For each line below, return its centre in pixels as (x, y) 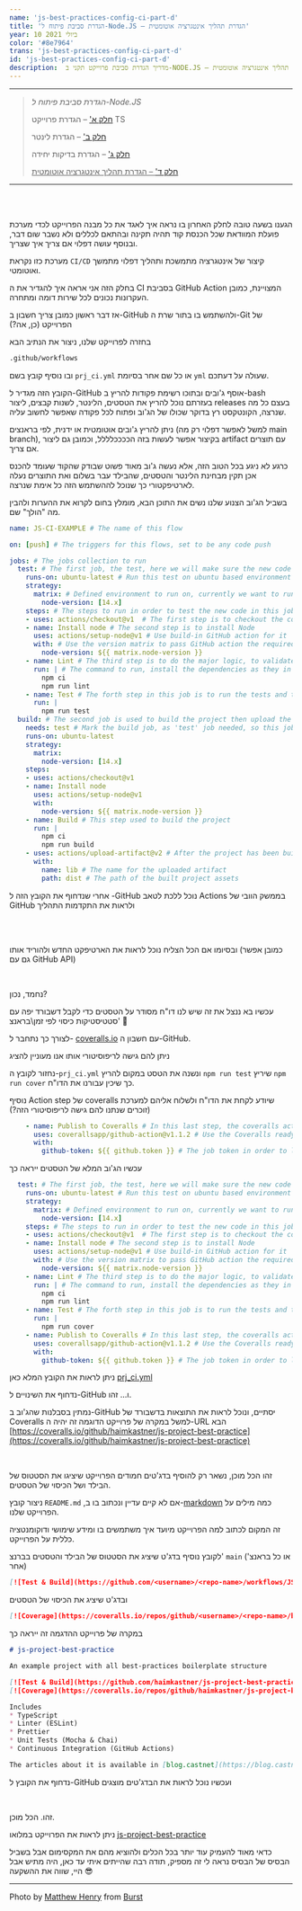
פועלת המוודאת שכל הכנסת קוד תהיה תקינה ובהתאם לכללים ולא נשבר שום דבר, (144, 234)
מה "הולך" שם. (35, 511)
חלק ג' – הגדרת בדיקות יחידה (80, 154)
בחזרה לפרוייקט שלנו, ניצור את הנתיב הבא (80, 342)
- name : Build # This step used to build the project (128, 820)
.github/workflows (44, 358)
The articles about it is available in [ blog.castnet (112, 1764)
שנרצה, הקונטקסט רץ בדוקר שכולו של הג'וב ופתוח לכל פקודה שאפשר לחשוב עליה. (148, 412)
